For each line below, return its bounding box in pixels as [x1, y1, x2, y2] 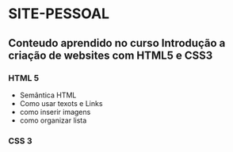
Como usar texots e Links [19, 98, 103, 108]
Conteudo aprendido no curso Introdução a [8, 36, 226, 50]
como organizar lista [19, 116, 87, 125]
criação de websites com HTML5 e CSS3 [8, 48, 213, 62]
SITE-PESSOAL [8, 5, 109, 23]
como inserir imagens [19, 107, 91, 116]
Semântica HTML [19, 90, 77, 100]
